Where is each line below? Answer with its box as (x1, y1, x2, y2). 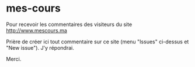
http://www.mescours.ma (6, 27, 67, 33)
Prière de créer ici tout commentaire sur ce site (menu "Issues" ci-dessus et (6, 38, 189, 45)
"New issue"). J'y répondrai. (6, 44, 74, 51)
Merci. (6, 55, 22, 62)
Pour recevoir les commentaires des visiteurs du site (6, 21, 133, 28)
